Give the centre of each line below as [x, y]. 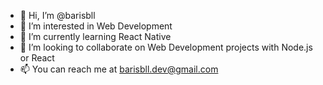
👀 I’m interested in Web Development [96, 26]
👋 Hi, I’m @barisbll [57, 15]
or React [37, 58]
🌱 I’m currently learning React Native [95, 36]
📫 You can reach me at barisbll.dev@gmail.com [119, 69]
